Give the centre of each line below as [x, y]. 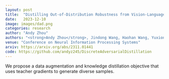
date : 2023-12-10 [26, 19]
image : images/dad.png [29, 24]
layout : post [19, 10]
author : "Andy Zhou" [27, 33]
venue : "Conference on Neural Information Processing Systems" [73, 42]
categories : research [28, 28]
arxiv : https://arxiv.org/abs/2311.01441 [49, 47]
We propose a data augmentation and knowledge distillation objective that [82, 66]
